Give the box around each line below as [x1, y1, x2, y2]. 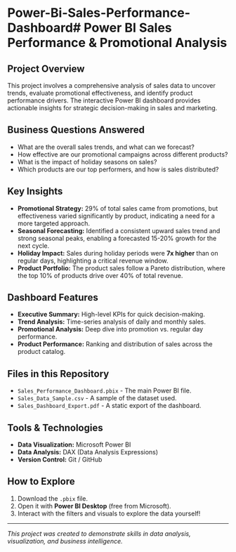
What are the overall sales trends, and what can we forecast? [17, 143, 195, 151]
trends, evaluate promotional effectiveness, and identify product [7, 89, 193, 97]
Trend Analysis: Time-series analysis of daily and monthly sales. [17, 317, 206, 326]
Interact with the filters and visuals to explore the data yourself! [17, 509, 201, 518]
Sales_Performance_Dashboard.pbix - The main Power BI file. [17, 386, 192, 395]
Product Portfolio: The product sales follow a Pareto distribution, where [17, 263, 226, 272]
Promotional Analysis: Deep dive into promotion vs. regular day [17, 325, 204, 334]
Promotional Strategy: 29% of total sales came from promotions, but [17, 204, 218, 212]
